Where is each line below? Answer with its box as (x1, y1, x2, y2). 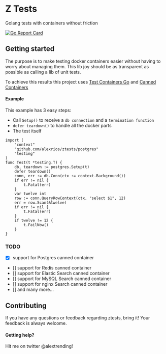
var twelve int (14, 191, 47, 196)
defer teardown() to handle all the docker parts (12, 122, 112, 128)
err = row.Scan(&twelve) (14, 200, 67, 205)
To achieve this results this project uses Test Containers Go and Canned (5, 78, 156, 85)
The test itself (12, 128, 42, 134)
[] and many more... (12, 286, 54, 293)
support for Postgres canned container (12, 255, 94, 261)
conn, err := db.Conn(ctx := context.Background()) (14, 173, 126, 178)
